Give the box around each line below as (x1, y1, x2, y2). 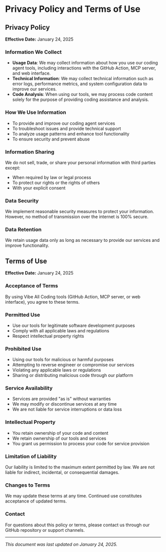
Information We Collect (5, 48, 62, 55)
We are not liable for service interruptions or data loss (12, 407, 122, 413)
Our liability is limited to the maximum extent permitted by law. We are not (5, 464, 155, 470)
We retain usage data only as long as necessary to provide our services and (5, 237, 160, 243)
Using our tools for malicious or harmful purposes (12, 357, 114, 363)
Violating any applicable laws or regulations (12, 367, 101, 373)
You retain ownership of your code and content (12, 430, 109, 436)
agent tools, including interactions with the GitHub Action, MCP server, (12, 65, 157, 71)
